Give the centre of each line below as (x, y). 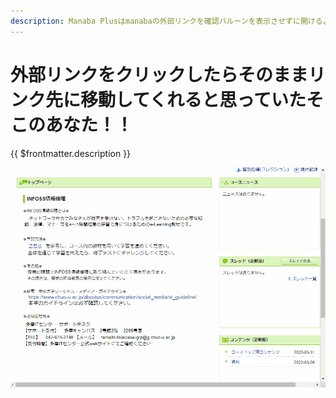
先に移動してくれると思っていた (176, 99)
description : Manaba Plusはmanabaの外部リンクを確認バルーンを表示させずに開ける (166, 21)
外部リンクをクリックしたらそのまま (159, 74)
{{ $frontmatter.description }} (71, 153)
